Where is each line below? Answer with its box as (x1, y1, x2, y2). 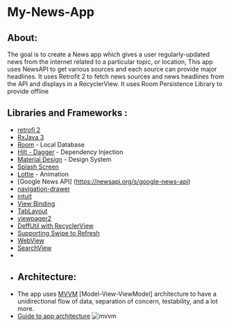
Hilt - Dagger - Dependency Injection (17, 147, 123, 156)
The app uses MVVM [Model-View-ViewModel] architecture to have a (17, 290, 217, 298)
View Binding (17, 199, 55, 208)
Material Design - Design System (17, 155, 112, 163)
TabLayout (17, 206, 48, 215)
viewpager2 (17, 214, 52, 222)
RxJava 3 (17, 133, 44, 141)
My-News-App (7, 4, 95, 20)
